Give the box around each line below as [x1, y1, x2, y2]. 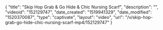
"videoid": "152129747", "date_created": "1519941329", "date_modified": [5, 9, 152, 15]
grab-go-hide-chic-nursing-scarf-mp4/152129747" [5, 19, 109, 25]
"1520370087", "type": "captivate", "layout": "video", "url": [5, 15, 124, 20]
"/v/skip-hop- [125, 15, 153, 20]
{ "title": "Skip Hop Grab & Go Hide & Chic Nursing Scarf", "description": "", [5, 4, 159, 10]
